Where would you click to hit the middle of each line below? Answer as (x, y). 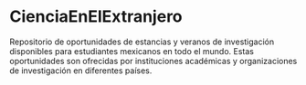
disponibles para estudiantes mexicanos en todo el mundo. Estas (132, 51)
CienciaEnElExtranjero (96, 17)
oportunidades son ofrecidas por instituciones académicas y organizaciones (153, 61)
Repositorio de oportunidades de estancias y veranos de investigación (142, 42)
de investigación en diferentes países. (81, 71)
